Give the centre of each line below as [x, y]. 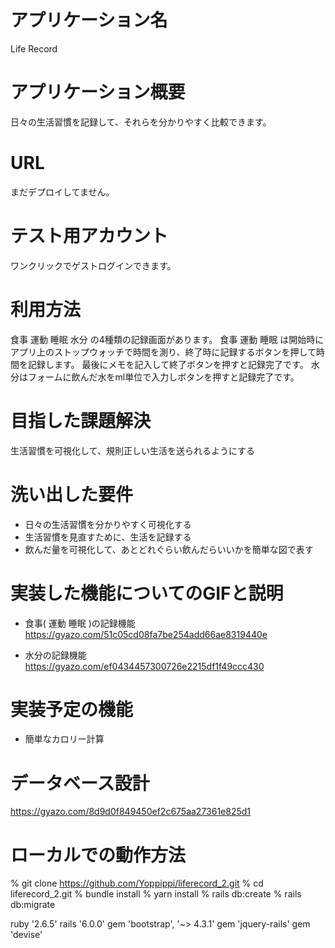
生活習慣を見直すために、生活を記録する [108, 537]
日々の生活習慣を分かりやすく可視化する [108, 524]
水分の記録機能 [55, 655]
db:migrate [33, 905]
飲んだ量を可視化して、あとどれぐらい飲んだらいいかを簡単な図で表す [169, 549]
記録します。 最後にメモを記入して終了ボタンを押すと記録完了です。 [168, 364]
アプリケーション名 [89, 20]
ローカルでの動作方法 [98, 855]
